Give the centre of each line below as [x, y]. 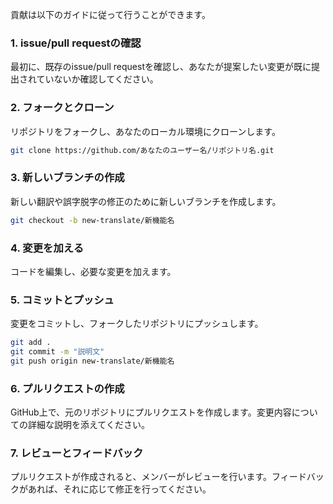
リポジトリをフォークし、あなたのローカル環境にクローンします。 [145, 131]
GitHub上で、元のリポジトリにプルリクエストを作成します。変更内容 [151, 412]
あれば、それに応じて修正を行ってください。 [119, 489]
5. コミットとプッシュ [62, 300]
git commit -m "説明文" [57, 352]
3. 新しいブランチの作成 [67, 178]
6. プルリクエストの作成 [67, 388]
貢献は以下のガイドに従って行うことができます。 [110, 14]
